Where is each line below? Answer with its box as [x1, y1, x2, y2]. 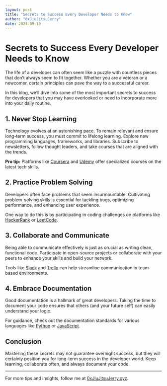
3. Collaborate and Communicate [5, 232, 109, 240]
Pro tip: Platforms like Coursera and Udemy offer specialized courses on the [5, 158, 162, 164]
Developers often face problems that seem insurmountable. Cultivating [5, 191, 150, 197]
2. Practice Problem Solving [5, 178, 93, 187]
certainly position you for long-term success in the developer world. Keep [5, 356, 157, 362]
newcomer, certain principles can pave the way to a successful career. [5, 80, 150, 86]
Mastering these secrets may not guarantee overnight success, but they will [5, 351, 161, 357]
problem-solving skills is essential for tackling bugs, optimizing [5, 197, 134, 203]
